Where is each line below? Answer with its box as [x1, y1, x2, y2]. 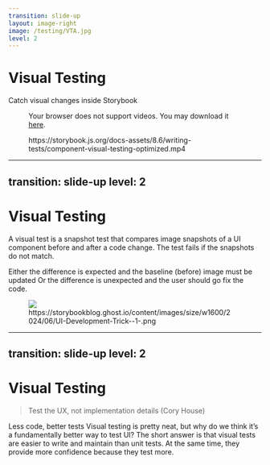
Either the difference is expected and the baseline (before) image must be [8, 267, 253, 276]
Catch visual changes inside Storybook [8, 96, 138, 106]
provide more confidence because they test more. [8, 446, 174, 456]
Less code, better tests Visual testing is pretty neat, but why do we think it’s [8, 421, 259, 431]
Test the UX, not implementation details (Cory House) [27, 405, 206, 415]
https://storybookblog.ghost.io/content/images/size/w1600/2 [28, 307, 231, 317]
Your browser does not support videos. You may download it [28, 111, 229, 121]
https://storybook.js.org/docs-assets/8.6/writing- [28, 135, 191, 145]
